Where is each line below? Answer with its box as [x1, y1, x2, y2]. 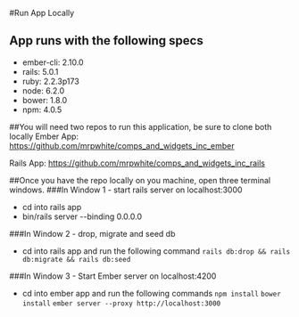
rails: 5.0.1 [21, 66, 59, 77]
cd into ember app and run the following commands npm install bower [21, 288, 281, 298]
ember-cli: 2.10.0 [21, 57, 84, 68]
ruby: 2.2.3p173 [21, 76, 80, 86]
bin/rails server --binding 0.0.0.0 [21, 211, 143, 222]
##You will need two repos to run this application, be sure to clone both [9, 121, 272, 132]
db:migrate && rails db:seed [21, 255, 131, 264]
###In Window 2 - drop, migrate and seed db [9, 228, 176, 239]
